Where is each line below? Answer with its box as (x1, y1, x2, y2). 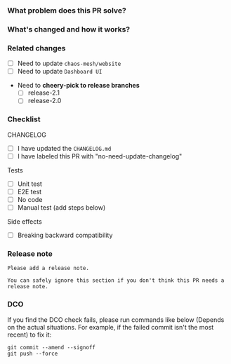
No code (17, 195, 43, 203)
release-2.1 (27, 88, 60, 97)
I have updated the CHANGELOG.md (17, 144, 112, 152)
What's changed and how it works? (7, 24, 131, 34)
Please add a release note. (7, 265, 90, 272)
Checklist (7, 114, 41, 124)
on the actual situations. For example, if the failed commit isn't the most (7, 323, 214, 331)
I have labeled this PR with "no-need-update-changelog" (17, 151, 183, 160)
